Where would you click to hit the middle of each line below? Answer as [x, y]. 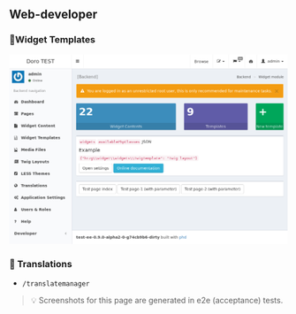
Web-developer [53, 15]
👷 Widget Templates [52, 40]
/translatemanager [56, 284]
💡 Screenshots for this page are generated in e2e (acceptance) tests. [157, 301]
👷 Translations [41, 264]
